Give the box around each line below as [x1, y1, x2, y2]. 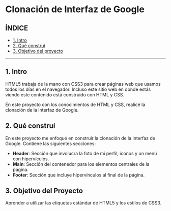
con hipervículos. [12, 156, 49, 162]
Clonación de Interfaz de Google [5, 4, 145, 15]
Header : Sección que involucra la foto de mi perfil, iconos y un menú [12, 150, 157, 156]
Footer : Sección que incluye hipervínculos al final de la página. [12, 171, 145, 178]
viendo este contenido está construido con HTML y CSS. [5, 91, 125, 97]
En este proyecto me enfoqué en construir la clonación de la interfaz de [5, 135, 155, 141]
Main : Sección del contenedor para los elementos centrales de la [12, 161, 150, 167]
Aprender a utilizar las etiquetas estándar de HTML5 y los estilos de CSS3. [5, 200, 162, 206]
